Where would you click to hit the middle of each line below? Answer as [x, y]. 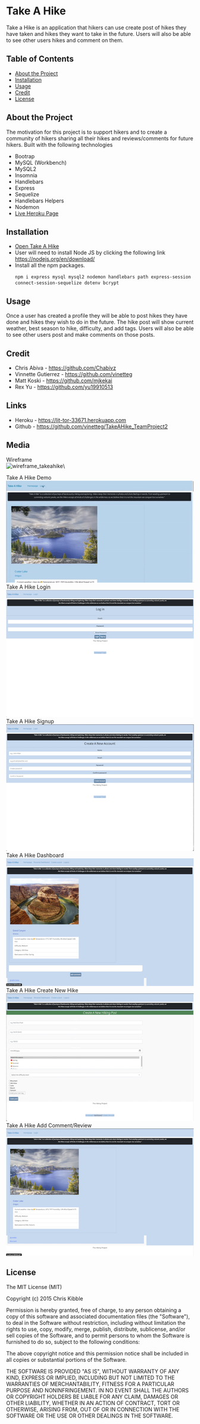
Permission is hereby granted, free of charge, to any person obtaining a [94, 1310]
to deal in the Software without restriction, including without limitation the [96, 1322]
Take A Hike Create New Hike [42, 991]
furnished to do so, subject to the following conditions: [73, 1342]
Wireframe [19, 459]
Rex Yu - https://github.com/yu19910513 [64, 387]
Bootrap [25, 156]
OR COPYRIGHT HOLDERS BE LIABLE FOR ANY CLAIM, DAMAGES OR [92, 1397]
